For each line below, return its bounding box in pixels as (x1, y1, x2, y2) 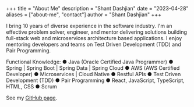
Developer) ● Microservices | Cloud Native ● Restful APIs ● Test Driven (6, 71, 181, 77)
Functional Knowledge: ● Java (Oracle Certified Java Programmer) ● (6, 58, 174, 65)
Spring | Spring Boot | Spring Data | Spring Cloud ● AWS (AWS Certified (6, 65, 180, 72)
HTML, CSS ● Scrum (6, 83, 57, 90)
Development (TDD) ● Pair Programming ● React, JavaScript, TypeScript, (6, 77, 185, 84)
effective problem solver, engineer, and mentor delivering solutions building (6, 28, 188, 35)
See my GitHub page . (6, 94, 58, 101)
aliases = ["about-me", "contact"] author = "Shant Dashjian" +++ (6, 11, 162, 18)
